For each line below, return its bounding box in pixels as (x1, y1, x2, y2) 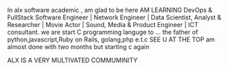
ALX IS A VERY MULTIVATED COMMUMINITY (7, 56, 138, 64)
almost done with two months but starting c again (7, 43, 150, 51)
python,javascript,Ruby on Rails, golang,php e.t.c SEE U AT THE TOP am (7, 35, 215, 44)
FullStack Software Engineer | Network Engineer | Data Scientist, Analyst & (7, 13, 222, 21)
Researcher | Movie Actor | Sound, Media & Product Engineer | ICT (7, 21, 199, 28)
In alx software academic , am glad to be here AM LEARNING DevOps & (7, 6, 213, 14)
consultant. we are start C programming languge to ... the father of (7, 28, 199, 36)
